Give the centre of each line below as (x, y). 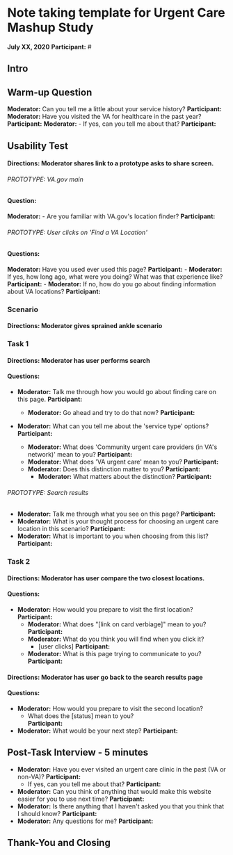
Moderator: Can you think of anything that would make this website (114, 791)
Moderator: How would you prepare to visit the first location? (105, 609)
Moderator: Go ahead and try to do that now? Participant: (111, 412)
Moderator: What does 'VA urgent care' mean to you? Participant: (123, 462)
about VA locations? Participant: (54, 291)
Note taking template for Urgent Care (116, 13)
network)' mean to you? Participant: (80, 454)
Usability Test (38, 146)
